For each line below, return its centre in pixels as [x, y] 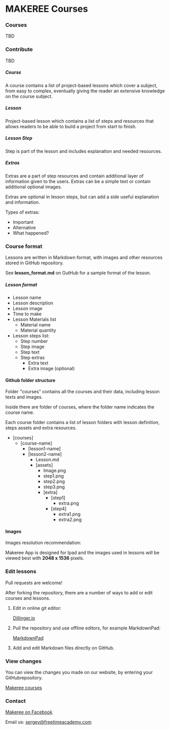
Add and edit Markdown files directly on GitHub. [63, 648]
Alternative [24, 227]
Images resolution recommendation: [43, 543]
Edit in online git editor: [37, 608]
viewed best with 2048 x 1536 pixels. [45, 558]
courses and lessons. [28, 598]
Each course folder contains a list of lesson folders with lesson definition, [82, 422]
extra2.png [70, 520]
